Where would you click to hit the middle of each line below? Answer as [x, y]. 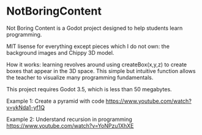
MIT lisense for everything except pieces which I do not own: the [88, 46]
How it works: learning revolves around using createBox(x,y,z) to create [97, 64]
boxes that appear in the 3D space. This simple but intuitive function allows [101, 71]
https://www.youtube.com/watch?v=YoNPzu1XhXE [70, 125]
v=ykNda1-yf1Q [25, 107]
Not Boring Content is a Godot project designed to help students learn [95, 28]
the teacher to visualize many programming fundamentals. [80, 77]
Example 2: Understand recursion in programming [69, 119]
